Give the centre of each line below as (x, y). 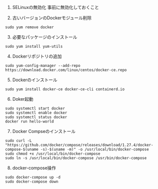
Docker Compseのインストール (44, 131)
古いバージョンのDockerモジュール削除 (52, 18)
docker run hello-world (30, 122)
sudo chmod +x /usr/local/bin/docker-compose (53, 154)
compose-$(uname (22, 149)
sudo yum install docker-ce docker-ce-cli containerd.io (65, 89)
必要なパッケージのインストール (45, 37)
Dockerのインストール (35, 80)
